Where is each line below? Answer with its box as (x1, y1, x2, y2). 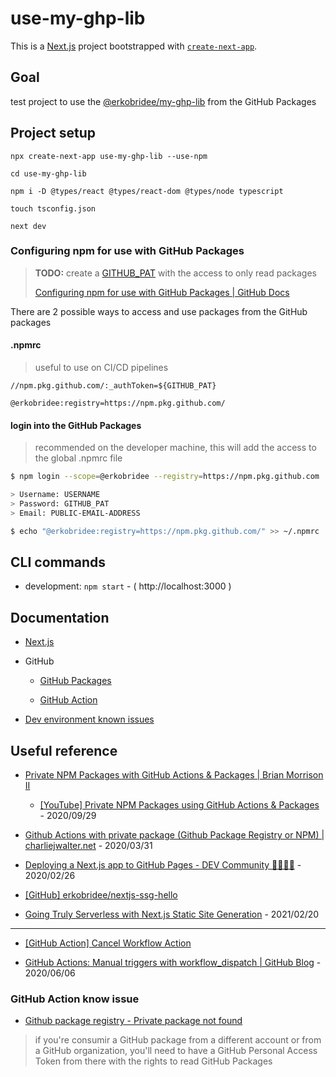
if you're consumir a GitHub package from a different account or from (34, 1034, 322, 1046)
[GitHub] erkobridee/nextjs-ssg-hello (24, 889, 178, 901)
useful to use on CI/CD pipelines (34, 362, 169, 374)
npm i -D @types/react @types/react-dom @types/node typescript (10, 186, 284, 196)
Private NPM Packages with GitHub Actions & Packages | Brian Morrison (24, 769, 324, 781)
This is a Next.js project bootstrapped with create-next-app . (10, 40, 258, 52)
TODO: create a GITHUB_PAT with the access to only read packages (34, 267, 317, 279)
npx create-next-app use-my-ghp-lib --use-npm (10, 151, 208, 161)
